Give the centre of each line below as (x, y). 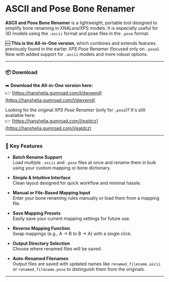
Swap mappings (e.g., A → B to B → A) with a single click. (72, 233)
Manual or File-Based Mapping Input (51, 192)
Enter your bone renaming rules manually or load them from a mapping (86, 198)
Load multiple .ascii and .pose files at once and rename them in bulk (84, 162)
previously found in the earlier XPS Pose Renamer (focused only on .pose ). (83, 49)
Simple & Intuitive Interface (41, 177)
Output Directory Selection (41, 243)
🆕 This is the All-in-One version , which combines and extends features (80, 43)
